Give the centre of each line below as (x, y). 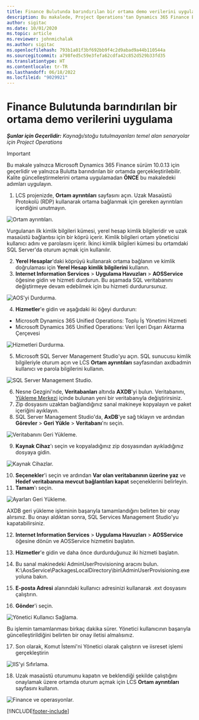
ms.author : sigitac (31, 45)
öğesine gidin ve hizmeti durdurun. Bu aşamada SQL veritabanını (94, 280)
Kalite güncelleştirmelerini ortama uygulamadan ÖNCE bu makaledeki (91, 177)
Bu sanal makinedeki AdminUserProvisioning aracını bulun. (87, 564)
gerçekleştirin (32, 653)
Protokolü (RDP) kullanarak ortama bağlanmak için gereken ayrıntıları (99, 202)
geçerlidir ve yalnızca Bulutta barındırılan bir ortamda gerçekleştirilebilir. (94, 172)
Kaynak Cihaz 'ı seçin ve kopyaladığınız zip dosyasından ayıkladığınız (99, 446)
